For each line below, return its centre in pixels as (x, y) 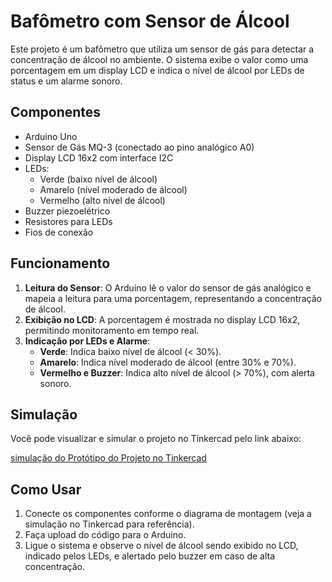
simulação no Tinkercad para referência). (109, 524)
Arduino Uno (51, 136)
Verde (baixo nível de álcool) (98, 179)
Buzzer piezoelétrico (67, 211)
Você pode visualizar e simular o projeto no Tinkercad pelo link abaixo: (156, 439)
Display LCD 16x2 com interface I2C (99, 157)
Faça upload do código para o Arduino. (105, 535)
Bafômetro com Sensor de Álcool (150, 21)
